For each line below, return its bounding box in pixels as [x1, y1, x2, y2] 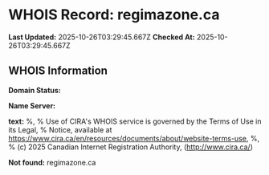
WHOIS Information [8, 64, 108, 78]
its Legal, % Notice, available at [8, 124, 112, 134]
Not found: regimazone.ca [8, 157, 96, 167]
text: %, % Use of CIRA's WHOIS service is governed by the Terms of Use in [8, 116, 262, 126]
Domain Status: [8, 85, 62, 95]
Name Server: [8, 100, 56, 110]
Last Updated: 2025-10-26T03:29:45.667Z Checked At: [8, 32, 195, 42]
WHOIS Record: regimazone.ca [8, 6, 220, 24]
